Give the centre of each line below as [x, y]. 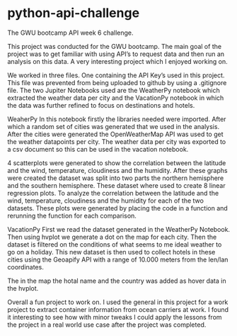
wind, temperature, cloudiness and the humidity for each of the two [105, 201]
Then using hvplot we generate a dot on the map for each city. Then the [112, 237]
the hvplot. [23, 288]
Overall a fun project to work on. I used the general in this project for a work [118, 302]
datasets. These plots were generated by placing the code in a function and [117, 208]
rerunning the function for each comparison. [72, 215]
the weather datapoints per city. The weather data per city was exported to [117, 141]
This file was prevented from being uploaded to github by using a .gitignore [117, 82]
